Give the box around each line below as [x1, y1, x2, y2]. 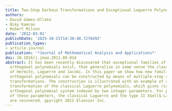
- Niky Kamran [5, 21, 36, 27]
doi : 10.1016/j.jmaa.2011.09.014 [5, 55, 77, 60]
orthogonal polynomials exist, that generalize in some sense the [10, 64, 155, 70]
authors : [5, 12, 24, 17]
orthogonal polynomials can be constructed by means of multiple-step [10, 74, 164, 79]
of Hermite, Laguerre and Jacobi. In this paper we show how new [10, 70, 153, 75]
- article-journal [5, 46, 45, 51]
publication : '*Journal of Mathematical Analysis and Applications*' [5, 50, 157, 55]
